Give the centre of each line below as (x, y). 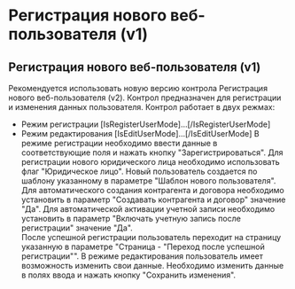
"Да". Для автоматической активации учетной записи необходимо (148, 209)
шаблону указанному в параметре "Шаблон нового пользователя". (148, 181)
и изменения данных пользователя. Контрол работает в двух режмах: (142, 107)
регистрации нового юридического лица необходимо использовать (150, 162)
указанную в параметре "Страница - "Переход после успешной (143, 246)
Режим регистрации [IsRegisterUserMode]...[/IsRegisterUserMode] (146, 124)
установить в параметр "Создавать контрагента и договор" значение (153, 199)
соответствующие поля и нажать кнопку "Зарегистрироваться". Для (152, 152)
